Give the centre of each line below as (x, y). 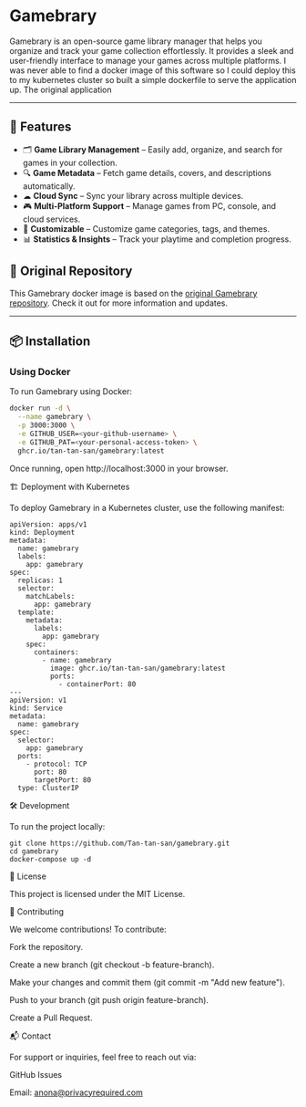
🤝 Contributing (37, 911)
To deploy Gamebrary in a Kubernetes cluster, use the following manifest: (147, 507)
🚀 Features (41, 127)
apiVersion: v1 (38, 700)
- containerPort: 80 (97, 684)
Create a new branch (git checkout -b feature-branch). (112, 965)
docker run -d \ (40, 408)
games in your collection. (70, 162)
